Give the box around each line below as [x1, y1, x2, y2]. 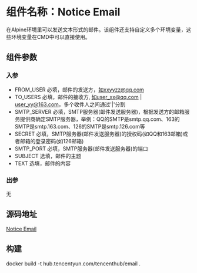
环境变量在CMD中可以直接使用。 [11, 33, 91, 40]
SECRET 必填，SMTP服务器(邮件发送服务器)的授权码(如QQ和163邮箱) [14, 130, 183, 137]
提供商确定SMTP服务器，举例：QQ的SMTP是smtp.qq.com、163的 [19, 116, 181, 123]
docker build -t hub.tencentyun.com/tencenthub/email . [6, 260, 141, 267]
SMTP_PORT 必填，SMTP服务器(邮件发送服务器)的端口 [14, 145, 148, 152]
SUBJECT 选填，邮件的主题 [14, 152, 81, 159]
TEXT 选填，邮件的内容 [14, 160, 71, 167]
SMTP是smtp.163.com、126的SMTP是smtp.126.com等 [14, 123, 145, 130]
